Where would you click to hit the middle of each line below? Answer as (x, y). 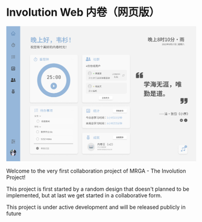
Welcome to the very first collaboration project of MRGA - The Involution (96, 171)
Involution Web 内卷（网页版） (83, 12)
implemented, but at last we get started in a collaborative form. (84, 195)
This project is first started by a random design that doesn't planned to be (98, 189)
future (14, 213)
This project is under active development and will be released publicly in (96, 207)
